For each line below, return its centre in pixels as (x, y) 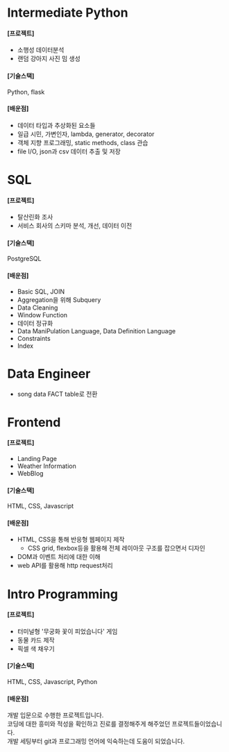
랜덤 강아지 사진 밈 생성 (49, 59)
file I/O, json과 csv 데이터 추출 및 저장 (69, 151)
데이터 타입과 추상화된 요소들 (56, 125)
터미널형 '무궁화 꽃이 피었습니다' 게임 (67, 631)
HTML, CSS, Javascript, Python (52, 681)
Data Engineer (49, 374)
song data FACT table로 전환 (57, 394)
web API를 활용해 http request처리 (65, 566)
